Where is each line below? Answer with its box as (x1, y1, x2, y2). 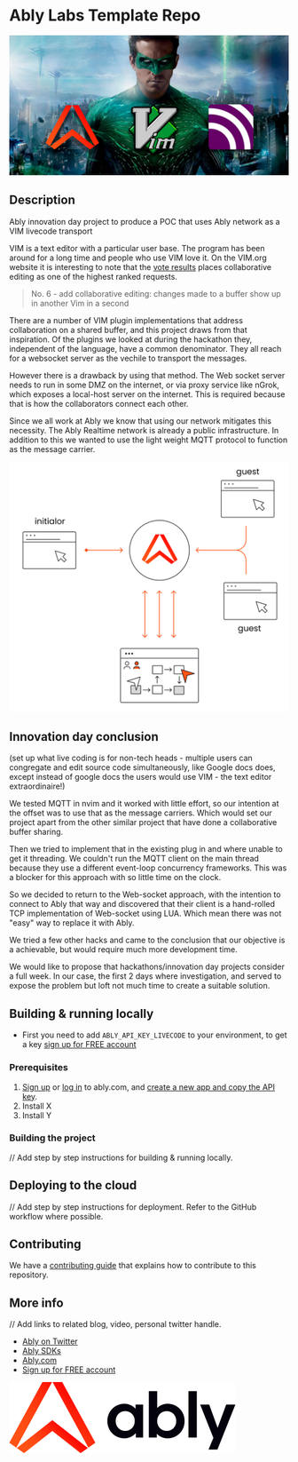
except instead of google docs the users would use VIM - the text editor (9, 772, 272, 783)
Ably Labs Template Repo (9, 5, 201, 26)
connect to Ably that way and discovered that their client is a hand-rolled (9, 899, 276, 910)
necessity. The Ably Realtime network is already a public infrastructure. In (9, 425, 279, 435)
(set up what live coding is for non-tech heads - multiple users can (9, 752, 253, 764)
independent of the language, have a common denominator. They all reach (9, 343, 282, 354)
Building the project (9, 1132, 96, 1144)
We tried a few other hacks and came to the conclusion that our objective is (9, 934, 286, 946)
